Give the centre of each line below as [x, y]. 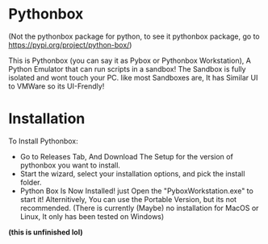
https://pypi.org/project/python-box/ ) [70, 44]
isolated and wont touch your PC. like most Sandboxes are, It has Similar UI [133, 77]
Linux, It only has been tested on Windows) [92, 216]
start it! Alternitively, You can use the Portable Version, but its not [128, 199]
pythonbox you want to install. [70, 165]
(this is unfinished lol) [46, 232]
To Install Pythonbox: [43, 141]
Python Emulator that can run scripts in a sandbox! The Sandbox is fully [127, 68]
